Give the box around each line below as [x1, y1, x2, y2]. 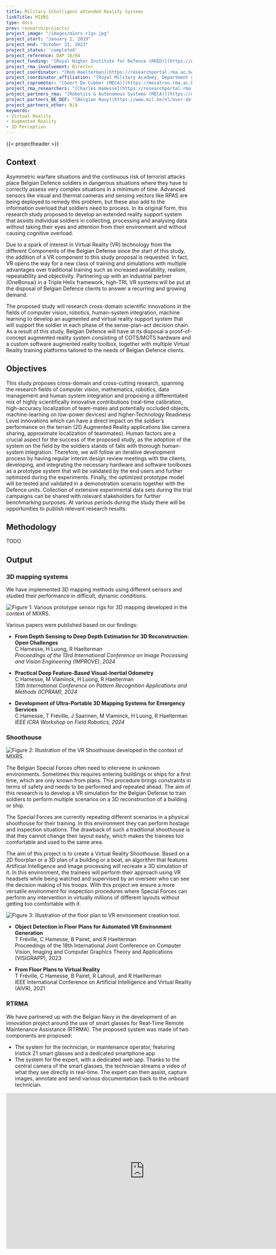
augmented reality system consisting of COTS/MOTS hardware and [27, 334, 192, 341]
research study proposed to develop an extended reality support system [6, 210, 182, 217]
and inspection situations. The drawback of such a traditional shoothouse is [6, 826, 190, 833]
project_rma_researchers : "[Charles [6, 86, 96, 92]
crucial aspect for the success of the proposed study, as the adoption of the [6, 435, 191, 443]
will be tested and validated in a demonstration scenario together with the [6, 480, 185, 487]
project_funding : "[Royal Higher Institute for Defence [6, 58, 146, 64]
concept [6, 334, 27, 341]
